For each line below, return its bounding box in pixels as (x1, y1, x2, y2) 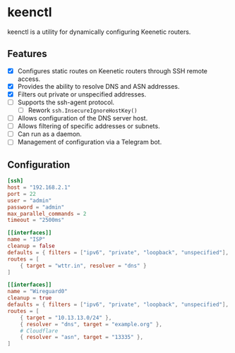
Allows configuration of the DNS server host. (17, 114, 148, 123)
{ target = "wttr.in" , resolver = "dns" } (20, 262, 147, 269)
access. (17, 75, 41, 83)
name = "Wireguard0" (7, 288, 68, 295)
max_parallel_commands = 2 (7, 210, 87, 217)
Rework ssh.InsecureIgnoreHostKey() (28, 106, 138, 114)
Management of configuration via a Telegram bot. (17, 138, 162, 147)
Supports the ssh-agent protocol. (17, 98, 115, 106)
